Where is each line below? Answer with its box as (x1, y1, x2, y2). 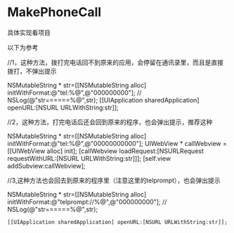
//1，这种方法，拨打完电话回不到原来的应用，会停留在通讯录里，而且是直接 (7, 58, 223, 67)
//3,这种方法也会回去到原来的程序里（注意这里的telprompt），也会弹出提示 (7, 176, 221, 185)
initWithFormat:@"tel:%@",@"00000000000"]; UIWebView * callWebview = (7, 139, 227, 147)
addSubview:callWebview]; (7, 161, 86, 170)
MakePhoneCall (7, 4, 102, 20)
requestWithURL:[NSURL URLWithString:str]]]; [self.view (7, 154, 171, 162)
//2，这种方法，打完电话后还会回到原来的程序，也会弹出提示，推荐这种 (7, 117, 213, 126)
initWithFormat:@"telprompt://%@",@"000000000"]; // (7, 197, 167, 206)
